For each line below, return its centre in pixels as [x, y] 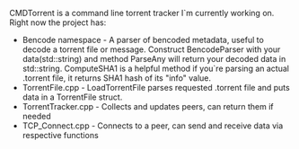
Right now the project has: [58, 22]
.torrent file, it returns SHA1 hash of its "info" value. [117, 78]
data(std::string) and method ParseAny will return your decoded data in [154, 59]
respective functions [60, 135]
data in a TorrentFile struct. [72, 97]
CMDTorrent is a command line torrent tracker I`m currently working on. [142, 13]
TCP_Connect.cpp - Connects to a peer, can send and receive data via [153, 126]
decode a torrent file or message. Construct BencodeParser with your [151, 49]
